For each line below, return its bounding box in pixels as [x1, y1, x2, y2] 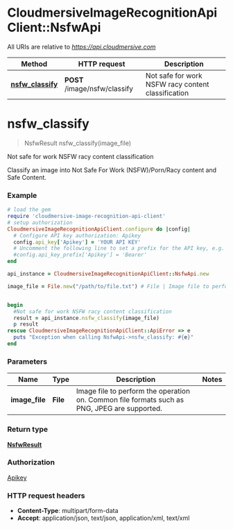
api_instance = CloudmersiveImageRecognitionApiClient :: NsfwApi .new [7, 271, 209, 278]
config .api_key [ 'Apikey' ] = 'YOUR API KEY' [13, 238, 141, 246]
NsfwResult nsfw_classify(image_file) [24, 139, 132, 147]
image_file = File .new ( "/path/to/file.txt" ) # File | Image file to [7, 283, 209, 289]
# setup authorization [7, 219, 73, 226]
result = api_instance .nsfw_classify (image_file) [13, 314, 159, 321]
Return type [7, 425, 49, 435]
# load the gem [7, 206, 51, 213]
